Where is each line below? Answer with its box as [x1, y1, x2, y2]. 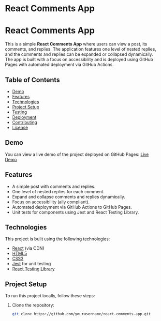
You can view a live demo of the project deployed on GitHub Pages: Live [5, 151, 149, 157]
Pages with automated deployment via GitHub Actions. [5, 61, 114, 68]
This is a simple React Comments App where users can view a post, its [5, 41, 147, 47]
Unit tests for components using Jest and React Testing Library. [12, 209, 139, 215]
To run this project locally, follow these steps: [5, 293, 95, 299]
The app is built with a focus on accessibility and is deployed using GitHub [5, 57, 153, 62]
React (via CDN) [12, 245, 44, 251]
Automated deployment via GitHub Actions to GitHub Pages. [12, 204, 132, 210]
